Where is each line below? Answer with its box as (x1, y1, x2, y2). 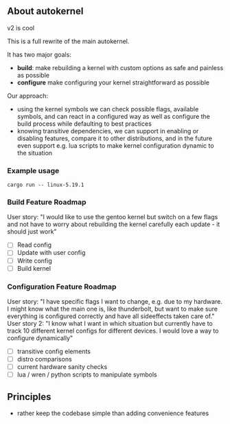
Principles (7, 391, 51, 403)
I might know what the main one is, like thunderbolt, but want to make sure (7, 304, 218, 313)
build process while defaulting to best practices (16, 120, 152, 128)
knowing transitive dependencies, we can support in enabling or (16, 126, 199, 135)
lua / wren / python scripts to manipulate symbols (16, 370, 157, 379)
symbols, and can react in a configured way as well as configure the (16, 112, 211, 120)
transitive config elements (16, 347, 91, 355)
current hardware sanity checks (16, 363, 108, 371)
